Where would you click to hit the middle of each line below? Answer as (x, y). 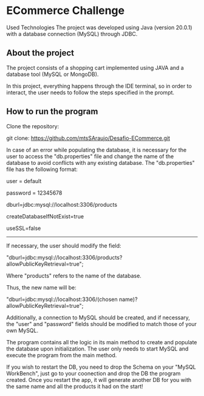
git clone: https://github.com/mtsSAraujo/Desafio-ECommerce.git (88, 138)
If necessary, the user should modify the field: (64, 245)
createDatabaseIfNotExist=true (45, 216)
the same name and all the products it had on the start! (75, 386)
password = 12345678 (34, 193)
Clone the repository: (33, 126)
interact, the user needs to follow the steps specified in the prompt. (90, 92)
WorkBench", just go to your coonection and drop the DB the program (93, 373)
